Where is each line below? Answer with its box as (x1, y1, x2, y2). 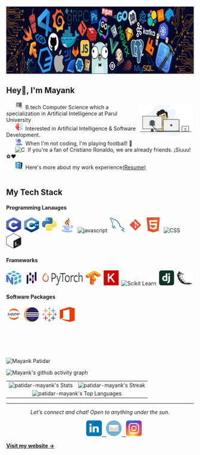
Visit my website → (6, 442, 55, 450)
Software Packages (6, 293, 55, 300)
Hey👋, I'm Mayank (6, 85, 76, 96)
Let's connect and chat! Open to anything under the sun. (30, 408, 170, 416)
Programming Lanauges (6, 204, 67, 211)
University (6, 116, 32, 123)
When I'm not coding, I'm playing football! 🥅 (25, 140, 133, 147)
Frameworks (6, 257, 38, 263)
